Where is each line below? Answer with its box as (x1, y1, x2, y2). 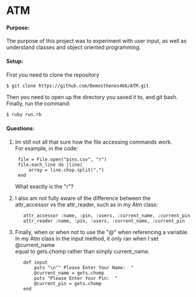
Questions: (6, 124, 35, 132)
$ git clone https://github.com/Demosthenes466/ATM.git (6, 83, 149, 89)
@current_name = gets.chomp (34, 270, 105, 276)
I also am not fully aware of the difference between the (14, 194, 151, 202)
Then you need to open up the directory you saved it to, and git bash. (6, 94, 178, 101)
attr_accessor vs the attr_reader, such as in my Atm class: (14, 200, 158, 208)
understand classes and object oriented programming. (6, 43, 141, 51)
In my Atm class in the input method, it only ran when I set (14, 235, 159, 242)
